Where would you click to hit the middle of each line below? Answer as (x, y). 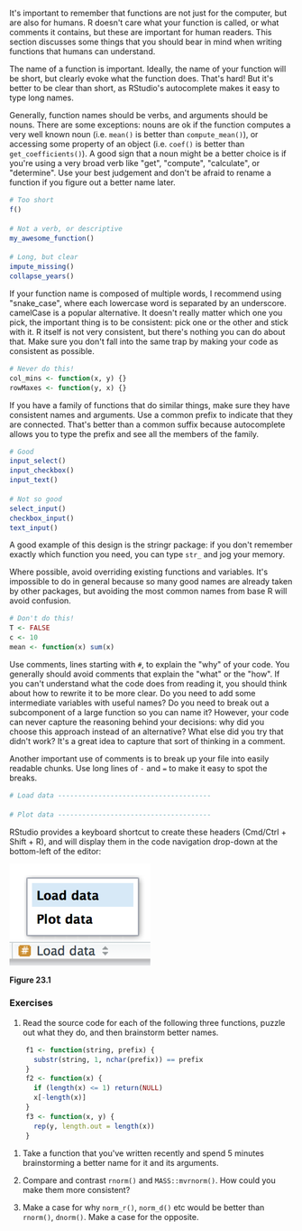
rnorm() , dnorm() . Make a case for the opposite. (110, 1217)
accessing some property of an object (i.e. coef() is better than (127, 144)
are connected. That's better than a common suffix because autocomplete (147, 424)
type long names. (41, 98)
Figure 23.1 (30, 980)
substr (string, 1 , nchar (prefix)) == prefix (118, 1059)
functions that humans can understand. (82, 51)
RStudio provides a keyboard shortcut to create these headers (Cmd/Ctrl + (148, 832)
